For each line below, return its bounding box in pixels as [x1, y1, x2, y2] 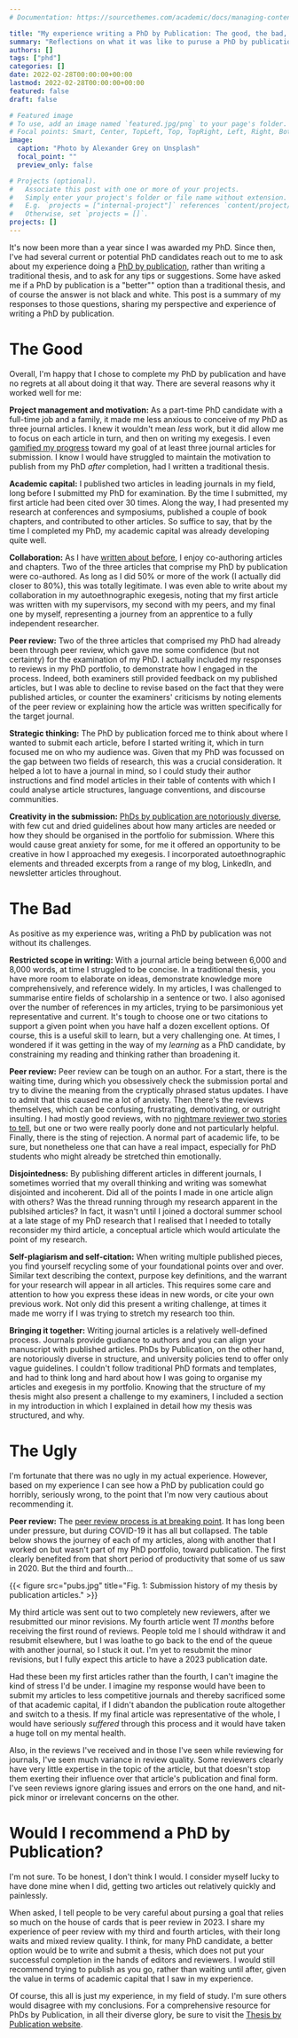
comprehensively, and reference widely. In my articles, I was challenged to [9, 982, 282, 994]
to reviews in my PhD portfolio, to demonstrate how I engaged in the [9, 663, 258, 674]
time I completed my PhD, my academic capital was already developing [9, 525, 270, 536]
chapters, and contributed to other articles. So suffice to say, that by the [9, 515, 272, 526]
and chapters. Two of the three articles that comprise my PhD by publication [9, 561, 288, 572]
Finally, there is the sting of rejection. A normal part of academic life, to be [9, 1132, 280, 1143]
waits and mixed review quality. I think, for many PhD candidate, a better [9, 1935, 273, 1946]
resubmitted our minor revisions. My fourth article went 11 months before [9, 1616, 275, 1626]
